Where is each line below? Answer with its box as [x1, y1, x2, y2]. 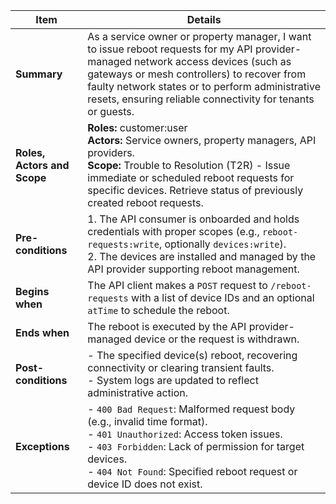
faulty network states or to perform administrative [87, 80, 321, 93]
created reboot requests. [87, 196, 204, 209]
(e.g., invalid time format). [87, 415, 208, 428]
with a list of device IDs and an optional [131, 291, 315, 304]
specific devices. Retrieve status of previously [87, 184, 304, 197]
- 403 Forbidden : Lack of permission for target [87, 440, 305, 453]
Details [186, 13, 222, 26]
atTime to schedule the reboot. [87, 304, 230, 317]
